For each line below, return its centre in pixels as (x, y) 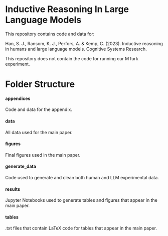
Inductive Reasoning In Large (67, 9)
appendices (18, 98)
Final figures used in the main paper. (43, 155)
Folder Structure (40, 84)
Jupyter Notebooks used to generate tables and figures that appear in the (81, 200)
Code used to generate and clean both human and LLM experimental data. (82, 177)
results (13, 189)
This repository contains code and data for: (50, 34)
